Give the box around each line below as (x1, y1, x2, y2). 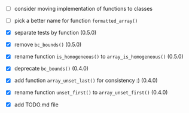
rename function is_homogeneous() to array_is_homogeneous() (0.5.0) (14, 53, 184, 60)
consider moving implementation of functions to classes (14, 5, 153, 12)
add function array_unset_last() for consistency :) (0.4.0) (14, 77, 158, 84)
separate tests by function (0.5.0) (14, 29, 97, 36)
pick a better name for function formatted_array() (14, 17, 138, 25)
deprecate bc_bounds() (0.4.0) (14, 65, 89, 72)
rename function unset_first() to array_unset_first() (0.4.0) (14, 89, 168, 96)
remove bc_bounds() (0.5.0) (14, 41, 82, 48)
